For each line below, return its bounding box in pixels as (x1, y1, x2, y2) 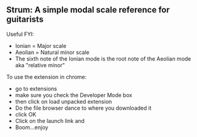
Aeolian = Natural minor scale (15, 48, 90, 56)
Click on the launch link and (15, 117, 85, 124)
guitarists (6, 15, 44, 25)
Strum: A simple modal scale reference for (6, 5, 170, 15)
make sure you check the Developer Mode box (15, 91, 133, 99)
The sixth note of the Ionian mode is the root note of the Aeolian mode (15, 55, 192, 62)
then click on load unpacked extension (15, 98, 112, 105)
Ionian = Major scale (15, 42, 67, 49)
